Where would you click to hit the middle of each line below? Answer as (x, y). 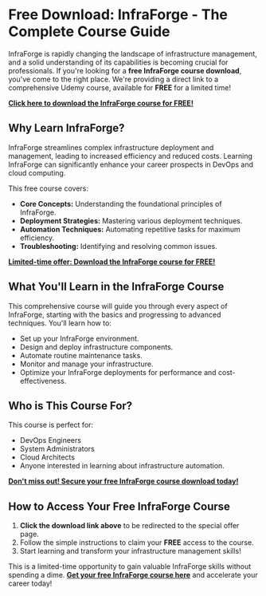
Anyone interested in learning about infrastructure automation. (122, 466)
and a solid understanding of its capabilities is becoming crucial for (118, 62)
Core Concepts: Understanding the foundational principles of (121, 203)
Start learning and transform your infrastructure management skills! (130, 551)
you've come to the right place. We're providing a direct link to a (113, 79)
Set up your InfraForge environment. (79, 338)
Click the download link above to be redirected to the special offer (129, 526)
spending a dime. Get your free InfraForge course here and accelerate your (133, 575)
